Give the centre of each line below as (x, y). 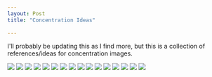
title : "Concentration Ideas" (52, 20)
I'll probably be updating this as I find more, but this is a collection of (106, 46)
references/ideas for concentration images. (70, 53)
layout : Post (26, 14)
